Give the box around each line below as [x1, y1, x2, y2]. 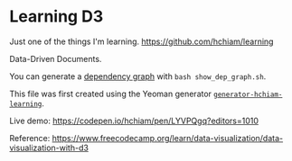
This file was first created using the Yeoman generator [9, 88, 212, 99]
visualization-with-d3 [9, 142, 89, 153]
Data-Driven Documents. [9, 53, 102, 64]
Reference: [9, 132, 51, 143]
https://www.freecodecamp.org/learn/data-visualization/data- [52, 132, 283, 143]
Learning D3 [9, 6, 104, 27]
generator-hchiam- [213, 90, 283, 99]
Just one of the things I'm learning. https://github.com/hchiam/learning [9, 36, 274, 47]
